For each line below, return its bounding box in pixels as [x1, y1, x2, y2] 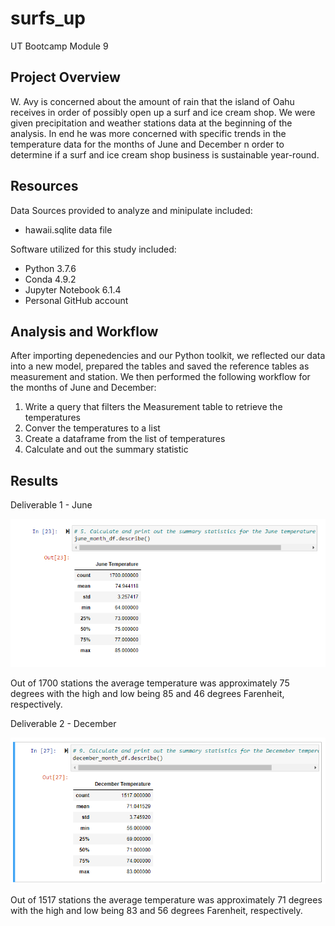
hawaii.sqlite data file [24, 223, 113, 236]
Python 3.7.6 [24, 262, 77, 274]
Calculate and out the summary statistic [24, 443, 189, 456]
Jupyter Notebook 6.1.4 [24, 283, 122, 296]
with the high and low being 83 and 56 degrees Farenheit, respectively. [10, 904, 303, 916]
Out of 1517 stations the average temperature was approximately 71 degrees [10, 893, 323, 906]
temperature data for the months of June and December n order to [10, 138, 285, 150]
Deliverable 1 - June [10, 499, 93, 511]
